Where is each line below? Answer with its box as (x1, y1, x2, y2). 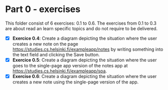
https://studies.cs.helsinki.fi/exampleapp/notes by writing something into (12, 46, 163, 52)
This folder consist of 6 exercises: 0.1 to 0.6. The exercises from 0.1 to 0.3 (5, 20, 157, 26)
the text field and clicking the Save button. (12, 52, 100, 57)
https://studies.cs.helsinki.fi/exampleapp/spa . (12, 68, 107, 74)
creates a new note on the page (12, 41, 79, 47)
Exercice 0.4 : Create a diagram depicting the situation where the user (12, 35, 157, 41)
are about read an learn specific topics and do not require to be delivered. (5, 25, 158, 31)
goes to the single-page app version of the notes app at (12, 63, 128, 69)
